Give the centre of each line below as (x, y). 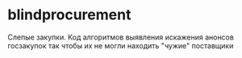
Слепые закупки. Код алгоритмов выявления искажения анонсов (121, 37)
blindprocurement (69, 15)
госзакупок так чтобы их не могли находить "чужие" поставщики (121, 45)
